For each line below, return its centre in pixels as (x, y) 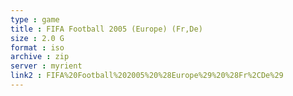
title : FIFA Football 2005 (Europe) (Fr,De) (106, 29)
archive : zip (40, 57)
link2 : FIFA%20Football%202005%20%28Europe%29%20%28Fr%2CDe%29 (147, 76)
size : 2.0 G (37, 38)
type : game (35, 19)
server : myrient (46, 66)
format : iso (37, 47)
